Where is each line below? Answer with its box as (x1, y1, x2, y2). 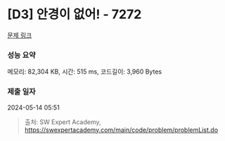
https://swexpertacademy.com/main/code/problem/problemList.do (24, 126, 219, 134)
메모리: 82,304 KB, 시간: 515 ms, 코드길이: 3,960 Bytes (7, 67, 162, 76)
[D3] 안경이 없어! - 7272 (7, 6, 142, 22)
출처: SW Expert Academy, (24, 117, 101, 126)
